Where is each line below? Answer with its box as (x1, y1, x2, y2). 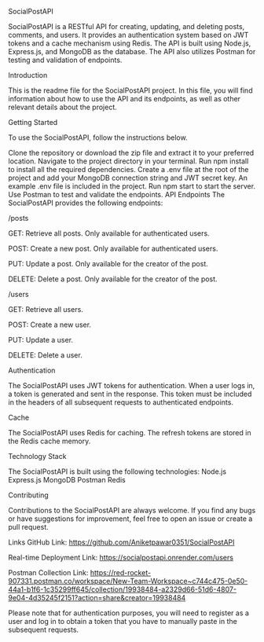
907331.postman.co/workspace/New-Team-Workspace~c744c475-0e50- (8, 577, 248, 585)
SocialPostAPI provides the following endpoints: (8, 198, 163, 207)
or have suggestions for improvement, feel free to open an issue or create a (8, 514, 253, 523)
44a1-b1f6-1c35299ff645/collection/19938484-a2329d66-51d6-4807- (8, 585, 237, 594)
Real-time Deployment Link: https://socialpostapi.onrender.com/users (8, 553, 234, 562)
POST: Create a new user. (8, 320, 92, 329)
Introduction (8, 71, 48, 79)
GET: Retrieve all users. (8, 305, 84, 314)
